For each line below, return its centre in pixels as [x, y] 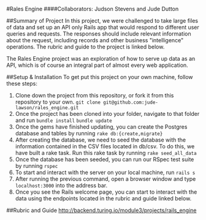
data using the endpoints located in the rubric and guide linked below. [103, 198]
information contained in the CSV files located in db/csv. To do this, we [105, 146]
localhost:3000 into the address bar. [61, 185]
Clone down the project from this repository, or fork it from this [94, 95]
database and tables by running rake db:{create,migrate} [89, 133]
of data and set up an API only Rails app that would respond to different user [103, 27]
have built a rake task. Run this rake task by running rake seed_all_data [106, 153]
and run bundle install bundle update [63, 120]
